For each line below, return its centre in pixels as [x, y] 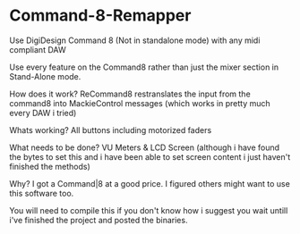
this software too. [42, 193]
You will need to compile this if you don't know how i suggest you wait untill [149, 210]
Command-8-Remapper [100, 16]
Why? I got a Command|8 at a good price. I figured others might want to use [150, 183]
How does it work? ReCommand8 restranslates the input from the [130, 94]
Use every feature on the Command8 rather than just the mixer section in [144, 67]
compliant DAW [38, 49]
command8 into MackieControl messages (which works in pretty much [140, 103]
